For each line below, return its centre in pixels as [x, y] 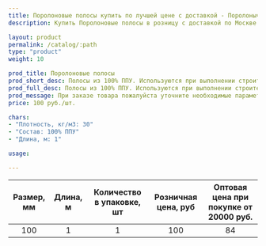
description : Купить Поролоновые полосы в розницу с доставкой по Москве [133, 23]
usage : [19, 153]
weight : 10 [26, 59]
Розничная [176, 197]
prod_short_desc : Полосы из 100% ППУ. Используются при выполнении [122, 81]
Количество [118, 192]
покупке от [231, 206]
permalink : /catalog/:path [53, 44]
